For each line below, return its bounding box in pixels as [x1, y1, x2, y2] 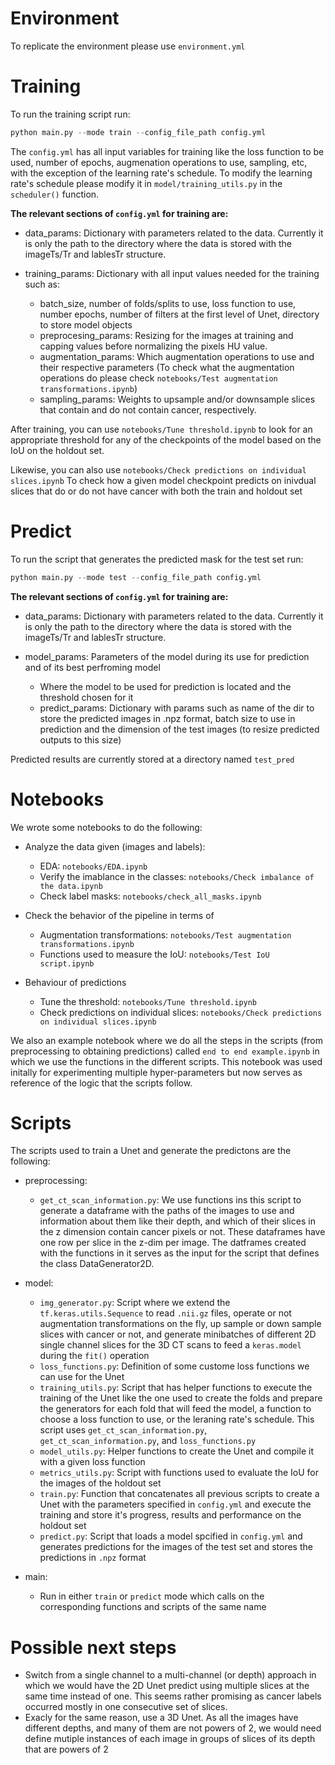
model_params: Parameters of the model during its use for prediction [24, 650, 310, 662]
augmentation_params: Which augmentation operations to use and [39, 350, 315, 362]
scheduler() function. [10, 188, 100, 200]
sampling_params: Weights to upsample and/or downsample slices [39, 393, 316, 405]
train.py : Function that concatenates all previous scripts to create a [39, 1488, 320, 1500]
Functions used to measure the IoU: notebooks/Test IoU [39, 948, 270, 960]
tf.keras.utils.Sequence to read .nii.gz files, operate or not [39, 1307, 292, 1319]
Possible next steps [10, 1636, 177, 1659]
